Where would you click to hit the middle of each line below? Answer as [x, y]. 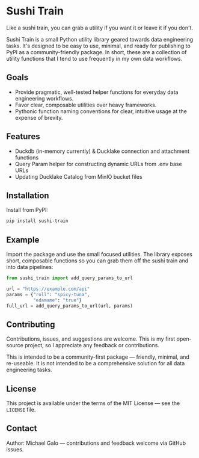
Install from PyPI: [27, 210]
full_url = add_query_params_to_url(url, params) [70, 306]
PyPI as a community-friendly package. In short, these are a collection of [96, 52]
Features [23, 137]
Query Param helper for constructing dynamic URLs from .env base [98, 164]
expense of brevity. [39, 117]
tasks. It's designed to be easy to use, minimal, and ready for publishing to [98, 46]
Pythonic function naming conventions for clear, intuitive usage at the [101, 111]
